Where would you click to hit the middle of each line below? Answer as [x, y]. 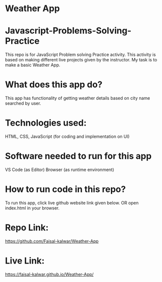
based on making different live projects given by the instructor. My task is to [81, 60]
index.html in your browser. [32, 208]
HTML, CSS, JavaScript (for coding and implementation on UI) [67, 136]
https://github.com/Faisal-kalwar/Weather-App [52, 241]
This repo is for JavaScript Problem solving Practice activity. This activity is [81, 55]
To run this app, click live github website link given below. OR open [72, 203]
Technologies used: [46, 123]
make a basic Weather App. [33, 65]
